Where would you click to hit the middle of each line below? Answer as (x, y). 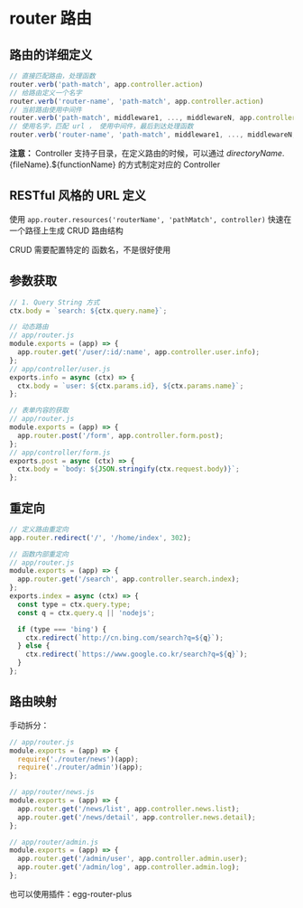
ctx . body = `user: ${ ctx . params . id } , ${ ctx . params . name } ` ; (131, 386)
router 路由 (51, 19)
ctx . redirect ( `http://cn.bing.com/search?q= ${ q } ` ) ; (124, 638)
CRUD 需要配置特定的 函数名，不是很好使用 (90, 249)
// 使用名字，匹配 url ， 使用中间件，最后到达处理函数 (101, 126)
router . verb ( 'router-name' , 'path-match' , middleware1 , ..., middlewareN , (153, 135)
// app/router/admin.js (54, 842)
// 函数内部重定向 (39, 554)
